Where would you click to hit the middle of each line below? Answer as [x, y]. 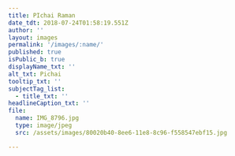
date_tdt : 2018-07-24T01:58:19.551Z [68, 23]
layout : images [33, 37]
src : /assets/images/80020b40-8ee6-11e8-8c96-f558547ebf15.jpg [121, 132]
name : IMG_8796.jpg [47, 118]
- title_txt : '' [42, 96]
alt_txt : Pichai [35, 74]
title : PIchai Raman [42, 15]
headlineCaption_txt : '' [49, 103]
